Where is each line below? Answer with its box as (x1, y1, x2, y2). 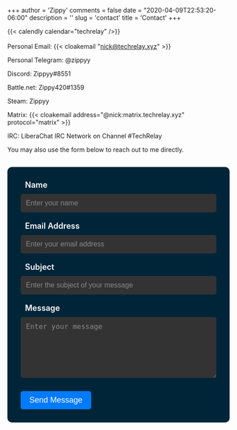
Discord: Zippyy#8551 (7, 70, 71, 78)
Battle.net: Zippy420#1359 (7, 83, 85, 91)
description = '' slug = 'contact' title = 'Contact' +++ (29, 13, 181, 22)
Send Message (29, 395, 83, 405)
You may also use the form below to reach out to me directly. (7, 145, 184, 154)
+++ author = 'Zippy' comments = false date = (7, 6, 142, 14)
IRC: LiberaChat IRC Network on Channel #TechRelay (7, 132, 162, 140)
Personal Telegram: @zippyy (7, 56, 91, 64)
